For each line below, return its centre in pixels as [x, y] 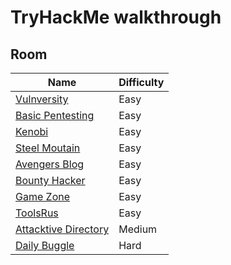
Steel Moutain [48, 148]
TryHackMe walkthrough [116, 17]
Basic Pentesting [55, 115]
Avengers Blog [50, 164]
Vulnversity [42, 99]
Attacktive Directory [62, 229]
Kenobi [32, 131]
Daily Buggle [45, 245]
